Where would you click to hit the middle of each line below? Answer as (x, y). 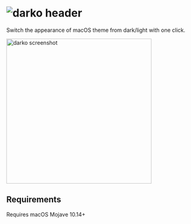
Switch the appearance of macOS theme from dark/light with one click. (96, 30)
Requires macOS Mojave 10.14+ (46, 214)
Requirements (34, 200)
